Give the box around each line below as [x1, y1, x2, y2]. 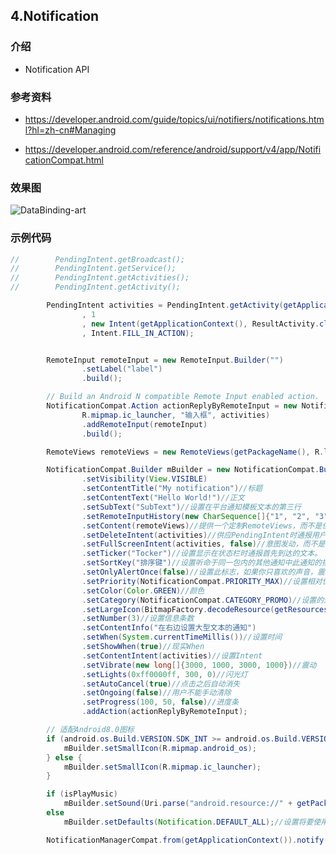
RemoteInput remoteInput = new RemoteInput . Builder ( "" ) [46, 355, 284, 365]
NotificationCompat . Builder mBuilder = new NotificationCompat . [46, 465, 320, 475]
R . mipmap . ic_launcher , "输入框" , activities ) [81, 410, 271, 420]
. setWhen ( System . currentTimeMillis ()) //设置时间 [81, 632, 283, 643]
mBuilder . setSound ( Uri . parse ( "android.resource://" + [63, 799, 293, 809]
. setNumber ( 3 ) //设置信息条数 [81, 614, 195, 624]
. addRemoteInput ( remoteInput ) [81, 419, 208, 429]
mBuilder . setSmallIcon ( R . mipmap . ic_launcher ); [63, 762, 262, 772]
